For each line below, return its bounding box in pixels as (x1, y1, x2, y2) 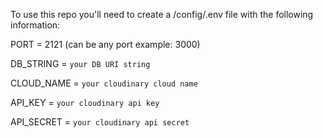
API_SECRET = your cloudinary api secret (10, 116, 190, 128)
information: (10, 19, 61, 31)
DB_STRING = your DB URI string (10, 58, 151, 69)
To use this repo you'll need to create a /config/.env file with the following (10, 9, 314, 20)
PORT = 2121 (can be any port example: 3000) (10, 39, 201, 50)
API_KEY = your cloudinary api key (10, 97, 160, 108)
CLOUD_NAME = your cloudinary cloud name (10, 77, 198, 89)
